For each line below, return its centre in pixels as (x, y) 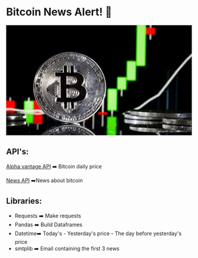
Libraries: (24, 201)
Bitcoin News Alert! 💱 (59, 12)
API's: (17, 152)
